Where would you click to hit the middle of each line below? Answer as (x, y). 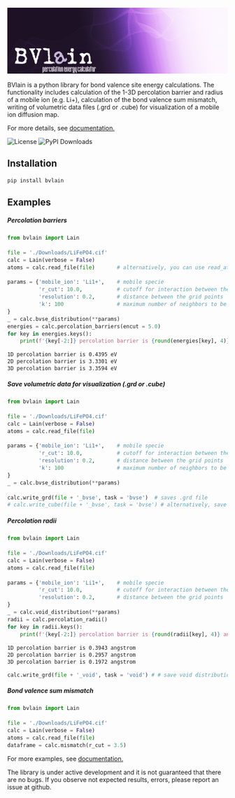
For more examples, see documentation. (65, 758)
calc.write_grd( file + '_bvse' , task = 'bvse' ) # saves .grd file (108, 498)
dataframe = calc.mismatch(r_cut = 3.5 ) (67, 745)
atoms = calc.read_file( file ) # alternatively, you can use (106, 267)
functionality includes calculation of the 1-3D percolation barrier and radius (115, 92)
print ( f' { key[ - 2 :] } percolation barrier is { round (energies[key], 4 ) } (125, 341)
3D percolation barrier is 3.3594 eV (62, 369)
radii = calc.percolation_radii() (58, 619)
